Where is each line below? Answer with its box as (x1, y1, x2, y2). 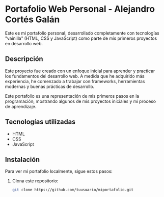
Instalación (5, 155, 40, 164)
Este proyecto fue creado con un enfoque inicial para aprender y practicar (5, 68, 155, 74)
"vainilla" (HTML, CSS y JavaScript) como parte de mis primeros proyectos (5, 35, 157, 41)
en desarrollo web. (5, 40, 43, 46)
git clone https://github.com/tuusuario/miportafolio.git (12, 188, 134, 193)
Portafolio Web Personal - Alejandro (5, 3, 155, 15)
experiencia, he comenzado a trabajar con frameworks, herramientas (5, 78, 145, 84)
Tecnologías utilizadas (5, 118, 76, 126)
